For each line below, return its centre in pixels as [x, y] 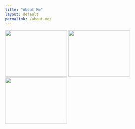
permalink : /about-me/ [28, 19]
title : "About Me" [24, 10]
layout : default [22, 14]
